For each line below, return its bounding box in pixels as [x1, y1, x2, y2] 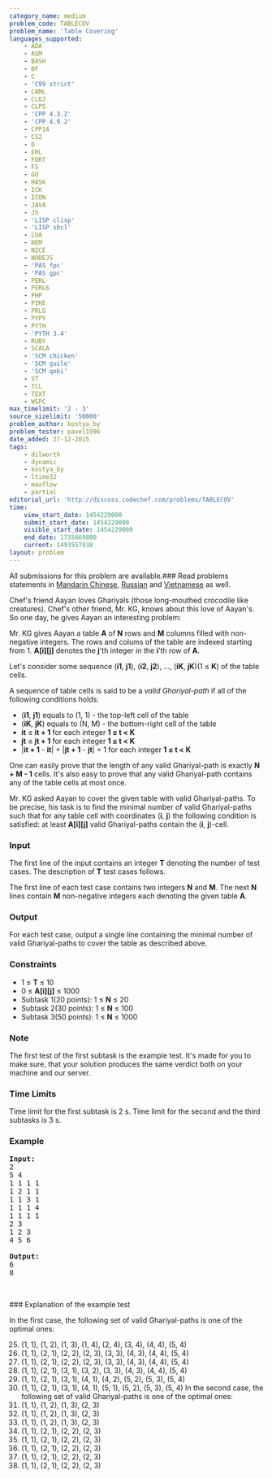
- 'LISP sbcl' [24, 224, 71, 232]
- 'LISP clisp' [24, 216, 76, 224]
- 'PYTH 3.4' [24, 329, 68, 337]
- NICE [24, 246, 46, 254]
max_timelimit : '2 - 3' [9, 405, 90, 413]
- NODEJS [24, 254, 54, 262]
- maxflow [24, 480, 58, 489]
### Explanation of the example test [9, 1299, 131, 1309]
